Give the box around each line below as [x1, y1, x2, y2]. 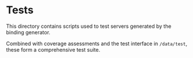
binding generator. [6, 28, 51, 35]
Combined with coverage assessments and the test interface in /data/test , [6, 40, 188, 47]
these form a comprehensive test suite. [6, 46, 101, 53]
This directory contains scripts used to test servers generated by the [6, 23, 171, 30]
